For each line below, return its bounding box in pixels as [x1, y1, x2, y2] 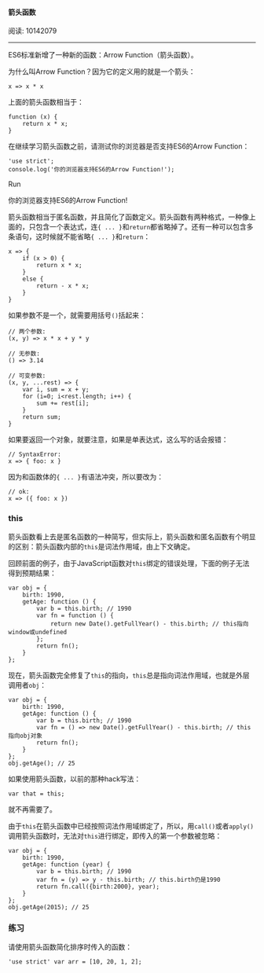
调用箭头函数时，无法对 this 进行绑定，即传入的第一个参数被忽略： [8, 831, 222, 840]
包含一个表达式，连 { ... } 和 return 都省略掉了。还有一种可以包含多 [35, 222, 254, 232]
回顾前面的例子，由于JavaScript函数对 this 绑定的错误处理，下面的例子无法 [8, 558, 250, 567]
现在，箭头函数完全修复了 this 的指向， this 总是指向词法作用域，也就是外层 [8, 670, 250, 680]
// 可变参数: [8, 372, 46, 380]
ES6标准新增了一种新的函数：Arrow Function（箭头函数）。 [8, 50, 198, 60]
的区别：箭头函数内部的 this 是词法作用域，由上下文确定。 [8, 542, 195, 551]
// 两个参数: [8, 328, 46, 336]
